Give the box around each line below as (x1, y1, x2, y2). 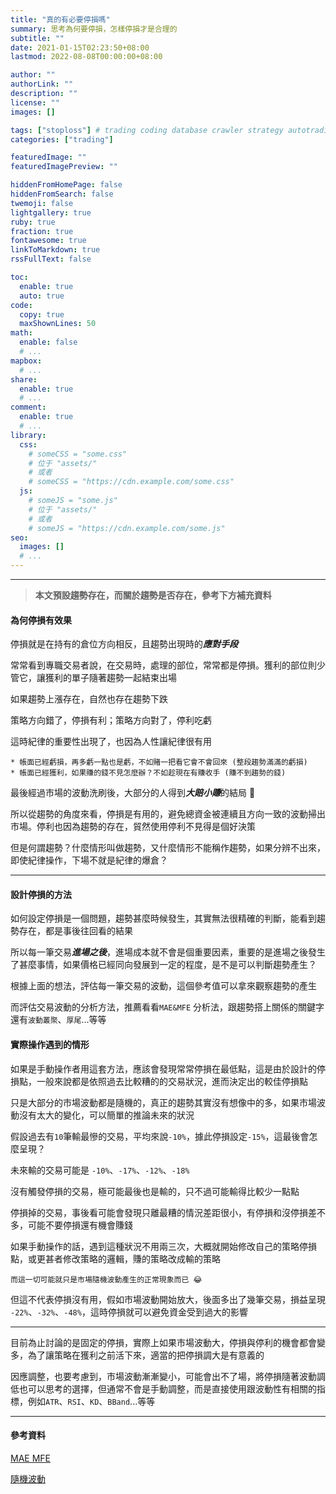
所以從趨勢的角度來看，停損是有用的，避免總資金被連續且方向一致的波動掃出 (10, 808, 326, 820)
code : (10, 300, 33, 310)
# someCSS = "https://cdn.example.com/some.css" (28, 477, 235, 487)
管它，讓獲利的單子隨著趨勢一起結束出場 (10, 672, 177, 684)
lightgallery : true (10, 207, 92, 218)
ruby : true (10, 217, 56, 227)
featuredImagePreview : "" (10, 162, 118, 172)
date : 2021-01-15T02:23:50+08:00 (10, 42, 150, 53)
